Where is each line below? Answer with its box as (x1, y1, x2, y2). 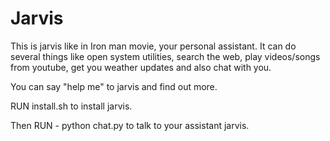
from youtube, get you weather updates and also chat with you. (10, 61, 272, 73)
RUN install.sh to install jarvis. (10, 100, 133, 112)
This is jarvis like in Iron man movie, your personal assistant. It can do (10, 40, 297, 52)
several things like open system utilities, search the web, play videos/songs (10, 50, 321, 62)
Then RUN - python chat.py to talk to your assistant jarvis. (10, 119, 250, 131)
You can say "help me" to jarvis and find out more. (10, 80, 218, 92)
